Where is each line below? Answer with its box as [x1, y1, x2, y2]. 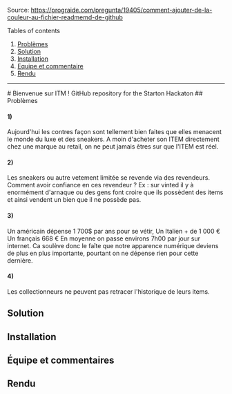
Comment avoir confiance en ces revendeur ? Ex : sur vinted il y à [7, 181, 194, 189]
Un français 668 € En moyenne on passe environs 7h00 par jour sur [7, 234, 200, 243]
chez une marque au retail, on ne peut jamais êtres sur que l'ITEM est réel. [7, 142, 219, 151]
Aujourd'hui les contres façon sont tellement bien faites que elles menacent [7, 128, 222, 136]
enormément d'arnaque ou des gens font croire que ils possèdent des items [7, 188, 224, 196]
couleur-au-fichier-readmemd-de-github [7, 13, 123, 21]
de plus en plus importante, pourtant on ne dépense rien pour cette [7, 249, 199, 257]
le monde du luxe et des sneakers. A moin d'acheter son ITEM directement [7, 135, 220, 144]
